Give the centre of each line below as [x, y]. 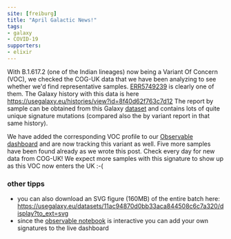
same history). [28, 123]
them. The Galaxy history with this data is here [73, 93]
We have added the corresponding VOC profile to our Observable [100, 136]
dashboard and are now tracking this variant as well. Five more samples [109, 144]
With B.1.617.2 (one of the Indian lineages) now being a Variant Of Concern [113, 71]
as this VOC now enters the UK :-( [55, 166]
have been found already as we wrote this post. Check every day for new [111, 151]
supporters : [24, 46]
